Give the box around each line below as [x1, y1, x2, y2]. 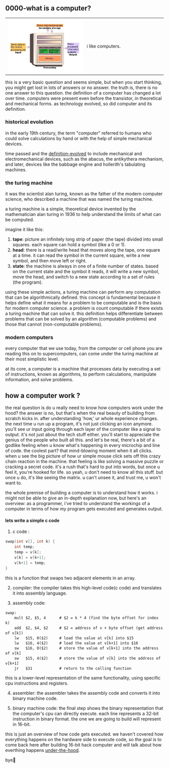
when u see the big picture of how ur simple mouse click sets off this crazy [5, 453, 161, 459]
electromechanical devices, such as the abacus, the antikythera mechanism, [5, 156, 164, 162]
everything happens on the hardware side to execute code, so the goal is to [5, 736, 162, 742]
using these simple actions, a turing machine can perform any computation [5, 289, 161, 295]
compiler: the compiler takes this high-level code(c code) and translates [12, 584, 162, 591]
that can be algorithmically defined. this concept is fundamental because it [5, 294, 160, 300]
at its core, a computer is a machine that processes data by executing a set [5, 366, 161, 372]
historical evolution [5, 118, 54, 125]
